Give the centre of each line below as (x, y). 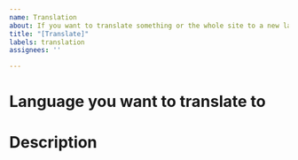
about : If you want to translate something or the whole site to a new (144, 26)
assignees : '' (35, 50)
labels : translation (47, 42)
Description (53, 142)
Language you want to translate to (137, 102)
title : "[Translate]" (49, 34)
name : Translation (43, 17)
